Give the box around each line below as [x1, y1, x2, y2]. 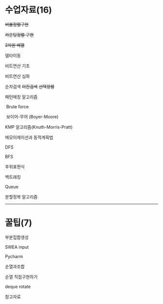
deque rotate [5, 284, 31, 289]
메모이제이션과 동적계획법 [5, 134, 53, 140]
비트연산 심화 [5, 73, 30, 79]
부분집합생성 [5, 234, 29, 240]
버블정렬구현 [5, 21, 29, 27]
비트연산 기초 [5, 63, 30, 69]
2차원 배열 [5, 42, 25, 48]
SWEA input [5, 244, 29, 250]
